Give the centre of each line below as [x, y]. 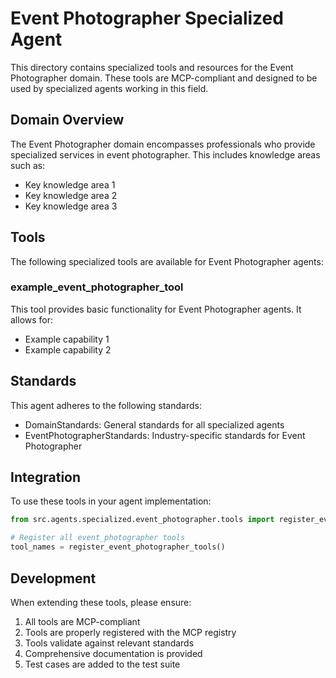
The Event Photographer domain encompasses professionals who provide [163, 144]
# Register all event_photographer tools [98, 538]
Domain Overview [67, 120]
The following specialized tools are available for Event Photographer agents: [167, 261]
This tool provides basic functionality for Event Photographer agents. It [156, 309]
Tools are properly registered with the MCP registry [130, 632]
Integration [46, 477]
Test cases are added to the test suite [102, 664]
